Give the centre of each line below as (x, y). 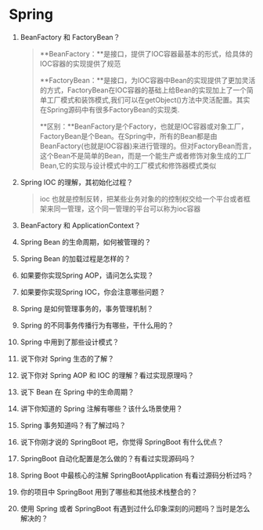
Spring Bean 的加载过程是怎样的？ (76, 258)
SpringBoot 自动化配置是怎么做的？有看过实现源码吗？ (108, 458)
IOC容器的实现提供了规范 (80, 64)
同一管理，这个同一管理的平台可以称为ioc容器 (127, 209)
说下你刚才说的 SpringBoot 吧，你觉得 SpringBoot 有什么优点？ (122, 441)
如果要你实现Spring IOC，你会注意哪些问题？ (93, 292)
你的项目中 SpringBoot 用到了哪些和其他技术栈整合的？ (109, 492)
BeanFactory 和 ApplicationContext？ (81, 225)
